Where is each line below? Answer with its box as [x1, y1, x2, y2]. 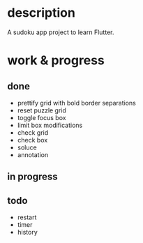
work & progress [7, 52, 105, 68]
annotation [17, 150, 49, 159]
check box [17, 135, 48, 144]
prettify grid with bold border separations [17, 98, 136, 107]
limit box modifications [17, 121, 83, 129]
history [17, 228, 38, 237]
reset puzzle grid [17, 106, 66, 115]
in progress [7, 171, 58, 183]
